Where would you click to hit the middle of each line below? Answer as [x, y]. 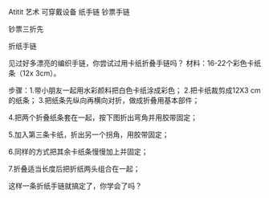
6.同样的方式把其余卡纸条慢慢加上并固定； [78, 152]
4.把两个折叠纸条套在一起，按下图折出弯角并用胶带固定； [103, 118]
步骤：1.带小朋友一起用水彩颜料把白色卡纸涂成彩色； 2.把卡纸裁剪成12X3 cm [134, 90]
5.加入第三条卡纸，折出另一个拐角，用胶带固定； [89, 134]
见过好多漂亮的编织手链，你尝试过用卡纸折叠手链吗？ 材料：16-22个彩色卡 [131, 63]
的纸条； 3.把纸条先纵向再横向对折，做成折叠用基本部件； [104, 100]
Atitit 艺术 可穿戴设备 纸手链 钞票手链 [69, 12]
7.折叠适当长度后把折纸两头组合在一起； [74, 169]
